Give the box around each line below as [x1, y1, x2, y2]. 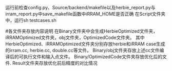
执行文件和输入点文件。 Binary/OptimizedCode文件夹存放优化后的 [23, 54, 163, 60]
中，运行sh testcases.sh [5, 17, 56, 23]
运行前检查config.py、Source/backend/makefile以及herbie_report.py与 [5, 5, 156, 10]
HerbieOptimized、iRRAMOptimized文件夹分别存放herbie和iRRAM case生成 [5, 41, 165, 47]
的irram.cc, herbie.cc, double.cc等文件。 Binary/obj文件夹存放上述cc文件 [5, 48, 160, 53]
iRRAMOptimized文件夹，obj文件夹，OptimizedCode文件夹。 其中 [5, 35, 145, 40]
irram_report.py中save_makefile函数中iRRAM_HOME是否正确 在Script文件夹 [5, 11, 166, 17]
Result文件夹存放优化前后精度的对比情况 [12, 60, 98, 66]
